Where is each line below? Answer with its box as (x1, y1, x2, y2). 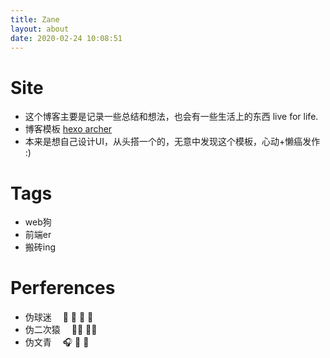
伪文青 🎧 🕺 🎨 (24, 336, 90, 348)
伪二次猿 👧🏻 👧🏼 (24, 324, 98, 336)
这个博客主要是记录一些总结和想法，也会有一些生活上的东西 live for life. (24, 111, 319, 123)
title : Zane (10, 14, 60, 25)
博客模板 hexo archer (24, 123, 113, 135)
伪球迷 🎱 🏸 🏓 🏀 (24, 311, 94, 323)
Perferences (10, 277, 116, 300)
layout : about (10, 24, 70, 34)
